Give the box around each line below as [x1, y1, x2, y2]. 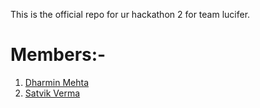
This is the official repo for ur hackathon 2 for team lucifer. [10, 9, 251, 20]
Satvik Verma [24, 87, 81, 99]
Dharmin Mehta [24, 76, 89, 88]
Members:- [10, 44, 107, 66]
